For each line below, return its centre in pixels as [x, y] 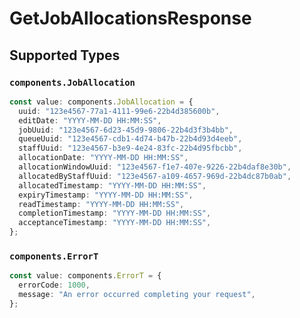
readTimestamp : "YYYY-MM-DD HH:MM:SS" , [101, 204]
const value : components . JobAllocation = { [101, 102]
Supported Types [65, 55]
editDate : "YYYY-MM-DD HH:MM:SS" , [90, 120]
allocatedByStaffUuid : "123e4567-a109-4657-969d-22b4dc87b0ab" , [155, 176]
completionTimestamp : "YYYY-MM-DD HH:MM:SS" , [115, 213]
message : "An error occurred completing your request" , [137, 295]
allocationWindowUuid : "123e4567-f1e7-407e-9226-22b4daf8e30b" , [155, 167]
